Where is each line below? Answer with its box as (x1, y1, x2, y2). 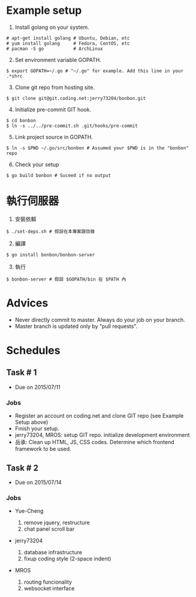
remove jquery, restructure (23, 519, 90, 527)
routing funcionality (23, 578, 73, 586)
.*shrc (6, 73, 23, 79)
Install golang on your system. (14, 23, 90, 31)
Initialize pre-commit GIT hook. (14, 106, 92, 113)
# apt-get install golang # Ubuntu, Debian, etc (6, 35, 130, 41)
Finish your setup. (14, 425, 60, 432)
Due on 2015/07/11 (14, 383, 61, 391)
